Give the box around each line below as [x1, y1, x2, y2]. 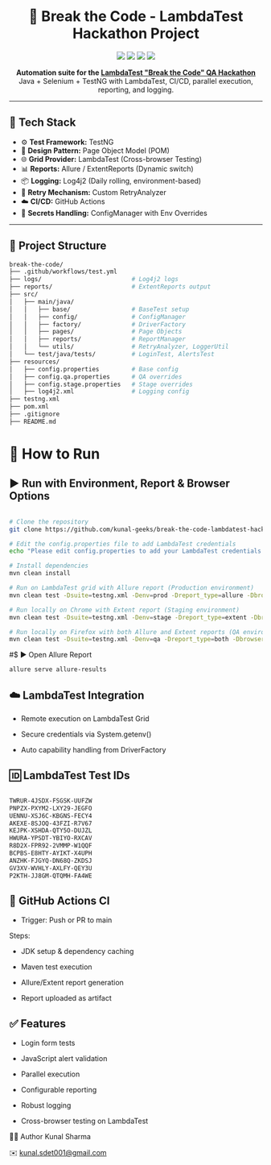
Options [9, 489, 51, 503]
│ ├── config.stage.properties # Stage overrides [9, 380, 194, 388]
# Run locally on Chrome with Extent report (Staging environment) [9, 606, 240, 614]
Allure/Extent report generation [20, 978, 124, 988]
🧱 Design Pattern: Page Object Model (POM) [20, 145, 170, 155]
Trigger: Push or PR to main [20, 915, 113, 925]
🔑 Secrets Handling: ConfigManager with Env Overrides [20, 208, 207, 218]
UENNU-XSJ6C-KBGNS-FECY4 [9, 811, 92, 820]
